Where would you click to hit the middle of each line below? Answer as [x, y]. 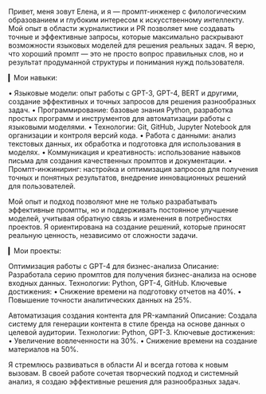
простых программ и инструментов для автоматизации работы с [119, 118]
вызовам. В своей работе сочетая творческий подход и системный [123, 373]
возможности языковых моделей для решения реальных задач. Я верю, [132, 45]
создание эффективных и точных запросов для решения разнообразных [132, 101]
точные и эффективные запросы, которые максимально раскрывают [126, 37]
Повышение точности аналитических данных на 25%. [100, 300]
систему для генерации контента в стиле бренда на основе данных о [127, 324]
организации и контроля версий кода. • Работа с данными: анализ [122, 135]
